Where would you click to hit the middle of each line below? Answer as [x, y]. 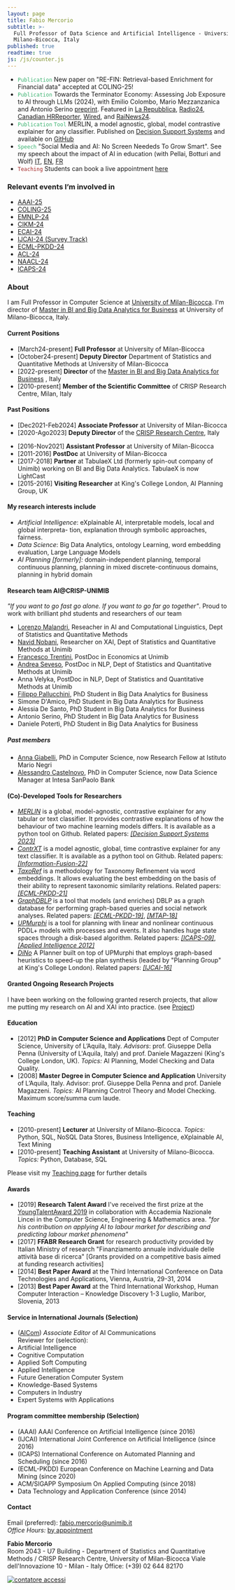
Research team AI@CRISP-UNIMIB [58, 590]
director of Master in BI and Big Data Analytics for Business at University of [115, 310]
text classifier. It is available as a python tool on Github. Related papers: [120, 856]
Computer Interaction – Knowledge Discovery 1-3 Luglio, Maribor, [112, 1294]
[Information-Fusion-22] [52, 864]
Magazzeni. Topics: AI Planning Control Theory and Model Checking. [117, 1091]
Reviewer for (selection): [53, 1340]
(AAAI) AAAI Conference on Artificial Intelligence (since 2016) [106, 1431]
